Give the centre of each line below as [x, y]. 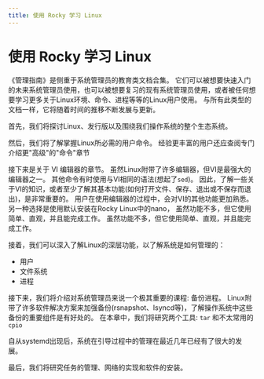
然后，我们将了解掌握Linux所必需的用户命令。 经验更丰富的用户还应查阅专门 [132, 143]
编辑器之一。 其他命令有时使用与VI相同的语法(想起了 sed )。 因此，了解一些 [128, 179]
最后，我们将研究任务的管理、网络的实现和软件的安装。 [97, 367]
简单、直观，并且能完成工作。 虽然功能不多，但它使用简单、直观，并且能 [126, 218]
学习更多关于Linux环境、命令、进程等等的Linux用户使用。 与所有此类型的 [133, 100]
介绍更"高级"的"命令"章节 [49, 152]
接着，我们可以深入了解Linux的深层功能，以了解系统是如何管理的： [117, 245]
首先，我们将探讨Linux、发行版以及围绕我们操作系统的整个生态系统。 [120, 126]
